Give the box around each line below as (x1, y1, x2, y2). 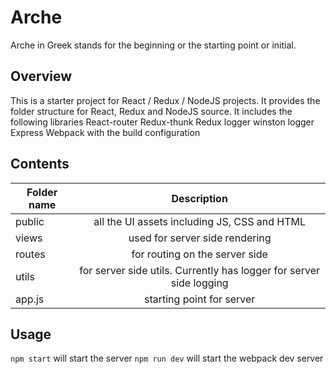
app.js (15, 292, 45, 306)
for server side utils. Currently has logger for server (79, 263, 321, 277)
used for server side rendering (128, 231, 272, 245)
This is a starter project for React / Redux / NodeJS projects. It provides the (10, 94, 321, 106)
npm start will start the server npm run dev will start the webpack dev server (10, 352, 324, 365)
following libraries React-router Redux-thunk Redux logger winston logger (10, 116, 315, 128)
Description (171, 191, 228, 205)
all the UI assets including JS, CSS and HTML (93, 214, 307, 228)
